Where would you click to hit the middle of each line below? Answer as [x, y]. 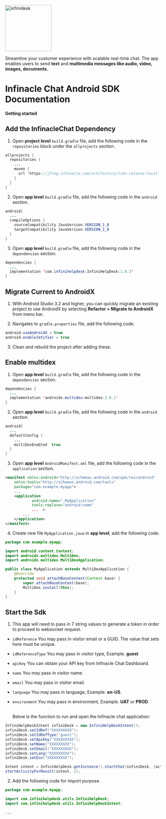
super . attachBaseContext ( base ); [56, 583]
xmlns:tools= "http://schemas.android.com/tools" [65, 482]
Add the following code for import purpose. [56, 781]
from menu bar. [28, 314]
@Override [24, 574]
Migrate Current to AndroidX [50, 292]
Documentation [38, 99]
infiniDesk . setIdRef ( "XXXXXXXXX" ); [42, 730]
